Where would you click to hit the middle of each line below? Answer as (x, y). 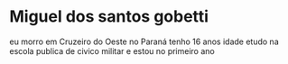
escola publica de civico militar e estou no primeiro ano (112, 50)
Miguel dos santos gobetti (109, 17)
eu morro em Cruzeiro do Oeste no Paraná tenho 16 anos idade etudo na (144, 41)
